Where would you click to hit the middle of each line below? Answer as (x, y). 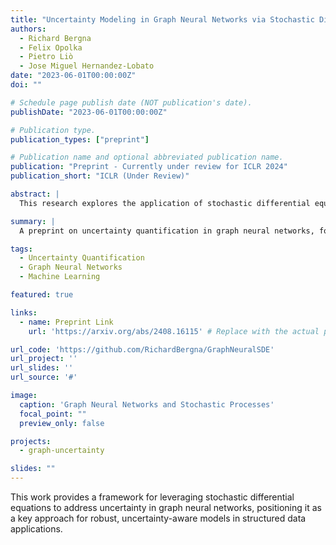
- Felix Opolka (51, 47)
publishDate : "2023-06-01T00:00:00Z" (89, 112)
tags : (21, 249)
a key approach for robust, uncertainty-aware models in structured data (158, 518)
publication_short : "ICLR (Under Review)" (100, 176)
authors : (28, 29)
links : (24, 312)
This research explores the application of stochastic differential (165, 203)
